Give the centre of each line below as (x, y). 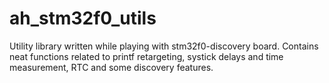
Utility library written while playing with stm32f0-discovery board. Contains (164, 46)
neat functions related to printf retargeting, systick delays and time (146, 56)
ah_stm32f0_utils (83, 18)
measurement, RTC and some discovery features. (111, 67)
